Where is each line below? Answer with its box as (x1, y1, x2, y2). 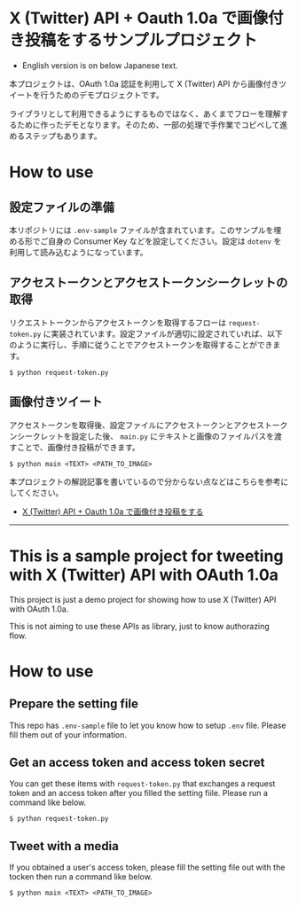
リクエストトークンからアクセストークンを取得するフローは (9, 316, 227, 328)
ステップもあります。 (24, 130, 102, 141)
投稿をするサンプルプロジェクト (25, 30, 258, 51)
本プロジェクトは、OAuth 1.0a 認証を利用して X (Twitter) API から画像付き (9, 78, 279, 89)
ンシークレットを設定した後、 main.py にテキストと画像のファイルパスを (9, 431, 275, 441)
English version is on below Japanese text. (21, 59, 179, 71)
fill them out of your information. (9, 729, 127, 740)
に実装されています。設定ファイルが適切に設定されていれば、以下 (43, 328, 283, 339)
